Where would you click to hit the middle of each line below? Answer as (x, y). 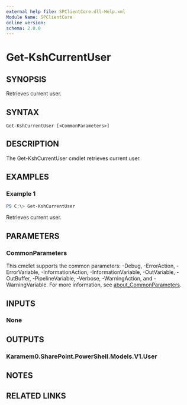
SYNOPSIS (26, 79)
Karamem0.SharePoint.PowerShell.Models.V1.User (82, 356)
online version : (26, 23)
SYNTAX (23, 112)
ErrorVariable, (23, 272)
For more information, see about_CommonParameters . (115, 285)
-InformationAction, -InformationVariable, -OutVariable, (108, 272)
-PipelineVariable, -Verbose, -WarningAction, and (92, 279)
